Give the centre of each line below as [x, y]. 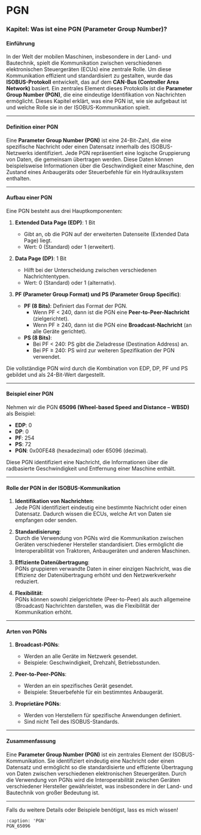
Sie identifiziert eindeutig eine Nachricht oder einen [111, 761]
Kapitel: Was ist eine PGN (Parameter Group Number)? [87, 29]
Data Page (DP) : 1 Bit [41, 258]
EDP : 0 [23, 425]
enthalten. [19, 178]
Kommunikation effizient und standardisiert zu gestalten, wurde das [90, 76]
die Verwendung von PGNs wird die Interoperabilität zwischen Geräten [93, 780]
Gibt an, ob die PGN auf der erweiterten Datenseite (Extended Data [106, 234]
